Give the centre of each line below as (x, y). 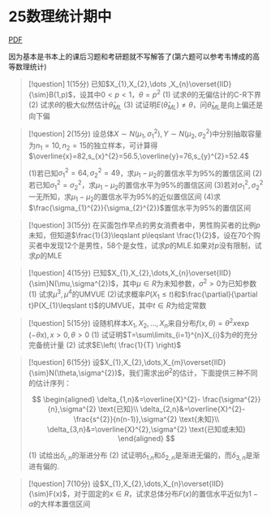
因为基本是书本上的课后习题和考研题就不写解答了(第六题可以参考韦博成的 (131, 56)
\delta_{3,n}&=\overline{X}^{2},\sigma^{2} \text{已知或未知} (146, 429)
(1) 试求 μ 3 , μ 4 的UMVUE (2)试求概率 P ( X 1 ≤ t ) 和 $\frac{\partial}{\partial (143, 294)
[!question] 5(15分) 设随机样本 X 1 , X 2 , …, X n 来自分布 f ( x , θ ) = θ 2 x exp (139, 323)
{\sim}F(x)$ (47, 494)
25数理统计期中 (60, 17)
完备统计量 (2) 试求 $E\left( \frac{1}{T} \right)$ (105, 345)
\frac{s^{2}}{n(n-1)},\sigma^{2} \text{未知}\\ (146, 418)
